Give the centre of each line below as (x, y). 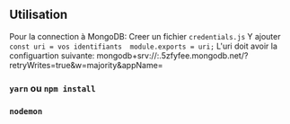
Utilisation (39, 15)
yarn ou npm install (53, 88)
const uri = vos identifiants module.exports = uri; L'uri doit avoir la (144, 46)
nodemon (26, 111)
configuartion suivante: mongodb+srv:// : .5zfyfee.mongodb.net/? (129, 55)
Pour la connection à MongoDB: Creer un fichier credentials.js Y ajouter (145, 36)
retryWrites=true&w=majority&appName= (86, 65)
